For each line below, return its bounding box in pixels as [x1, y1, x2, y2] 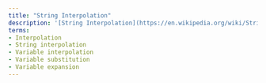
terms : [8, 26, 30, 34]
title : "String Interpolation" [8, 11, 112, 20]
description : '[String [8, 19, 83, 27]
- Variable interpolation [8, 48, 93, 56]
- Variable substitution [8, 56, 90, 64]
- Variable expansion [8, 63, 80, 71]
